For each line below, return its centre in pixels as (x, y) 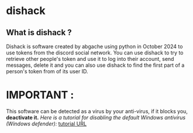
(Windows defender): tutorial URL (46, 124)
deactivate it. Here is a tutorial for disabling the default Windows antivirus (96, 117)
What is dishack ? (39, 33)
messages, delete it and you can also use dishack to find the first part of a (95, 65)
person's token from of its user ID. (47, 71)
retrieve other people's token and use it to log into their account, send (90, 59)
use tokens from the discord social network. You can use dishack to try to (95, 53)
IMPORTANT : (40, 95)
